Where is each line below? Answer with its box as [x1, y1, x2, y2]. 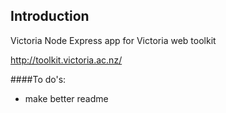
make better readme [24, 92, 109, 104]
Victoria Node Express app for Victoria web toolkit [10, 34, 217, 46]
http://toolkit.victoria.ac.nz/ [10, 54, 123, 66]
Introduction [10, 8, 90, 25]
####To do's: [10, 73, 67, 85]
